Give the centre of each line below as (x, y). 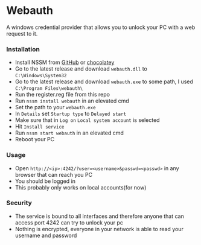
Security (19, 203)
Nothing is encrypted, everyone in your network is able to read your (99, 229)
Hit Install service (40, 127)
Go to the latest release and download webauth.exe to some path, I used (104, 81)
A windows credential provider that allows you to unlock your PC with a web (101, 27)
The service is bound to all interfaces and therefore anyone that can (99, 216)
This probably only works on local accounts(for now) (81, 187)
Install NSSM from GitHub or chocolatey (65, 62)
